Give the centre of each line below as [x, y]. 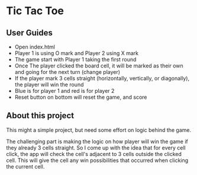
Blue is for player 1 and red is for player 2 [64, 91]
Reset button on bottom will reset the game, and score [81, 97]
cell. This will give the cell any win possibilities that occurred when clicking [97, 160]
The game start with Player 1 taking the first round [75, 59]
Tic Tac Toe [35, 11]
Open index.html [35, 47]
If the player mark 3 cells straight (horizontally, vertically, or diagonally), [102, 78]
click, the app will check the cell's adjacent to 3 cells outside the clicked [94, 154]
